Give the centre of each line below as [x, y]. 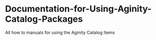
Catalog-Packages [44, 19]
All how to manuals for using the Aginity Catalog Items [60, 32]
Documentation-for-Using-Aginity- [78, 9]
